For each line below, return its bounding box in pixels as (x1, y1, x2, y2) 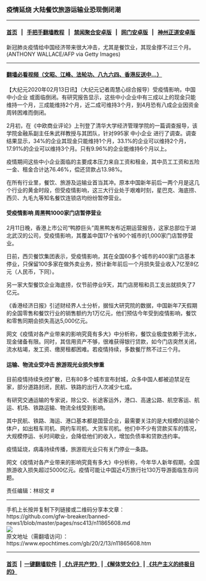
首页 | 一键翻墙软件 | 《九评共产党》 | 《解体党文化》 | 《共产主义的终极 (6, 560, 190, 567)
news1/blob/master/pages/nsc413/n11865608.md (6, 520, 131, 527)
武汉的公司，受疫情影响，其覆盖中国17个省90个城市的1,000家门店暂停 (11, 232, 188, 239)
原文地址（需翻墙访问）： (6, 533, 69, 540)
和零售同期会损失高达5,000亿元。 (6, 317, 91, 324)
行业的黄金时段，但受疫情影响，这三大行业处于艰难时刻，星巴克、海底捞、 (11, 186, 200, 194)
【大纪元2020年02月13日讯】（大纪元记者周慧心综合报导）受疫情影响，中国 (6, 85, 196, 93)
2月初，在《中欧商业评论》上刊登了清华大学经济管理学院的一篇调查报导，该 (6, 122, 198, 129)
